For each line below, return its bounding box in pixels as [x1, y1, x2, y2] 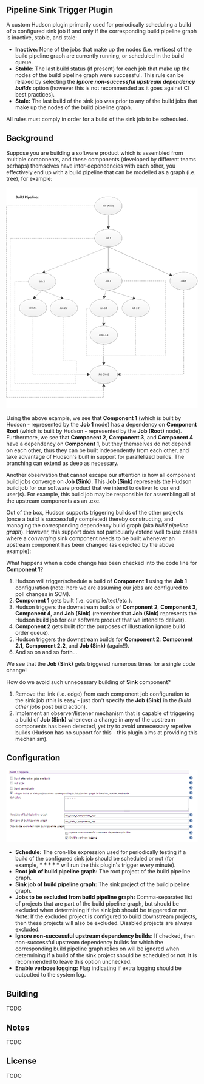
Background [6, 133, 53, 143]
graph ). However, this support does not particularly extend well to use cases [6, 528, 198, 535]
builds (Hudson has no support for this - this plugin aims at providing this [15, 728, 198, 736]
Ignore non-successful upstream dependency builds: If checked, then [15, 932, 195, 940]
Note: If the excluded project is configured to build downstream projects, [15, 913, 197, 920]
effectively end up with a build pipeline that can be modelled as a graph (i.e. [6, 168, 196, 175]
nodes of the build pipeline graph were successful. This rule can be [15, 71, 184, 78]
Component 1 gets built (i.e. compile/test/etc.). [15, 597, 132, 604]
